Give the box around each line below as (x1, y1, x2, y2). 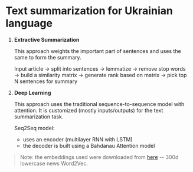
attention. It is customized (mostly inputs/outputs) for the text (14, 107, 163, 114)
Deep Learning (14, 89, 51, 96)
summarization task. (14, 113, 64, 120)
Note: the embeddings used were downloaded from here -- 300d (19, 153, 179, 160)
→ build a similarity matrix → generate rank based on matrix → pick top (14, 71, 187, 78)
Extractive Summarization (14, 36, 80, 43)
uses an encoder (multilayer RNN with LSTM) (22, 135, 133, 143)
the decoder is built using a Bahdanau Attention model (22, 142, 155, 149)
